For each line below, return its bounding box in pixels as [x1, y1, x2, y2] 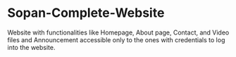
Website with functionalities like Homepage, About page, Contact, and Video [7, 28, 230, 37]
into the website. [7, 43, 56, 51]
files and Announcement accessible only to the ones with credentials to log [7, 35, 225, 44]
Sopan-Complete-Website [7, 5, 165, 21]
